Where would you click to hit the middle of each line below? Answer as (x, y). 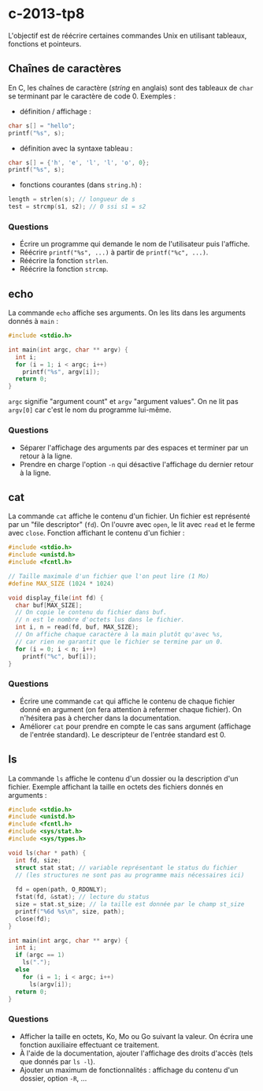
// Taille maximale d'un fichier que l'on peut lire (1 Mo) (109, 576)
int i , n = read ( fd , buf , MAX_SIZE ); (77, 627)
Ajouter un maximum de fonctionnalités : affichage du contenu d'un (129, 1070)
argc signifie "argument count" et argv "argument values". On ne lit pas (123, 402)
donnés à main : (33, 321)
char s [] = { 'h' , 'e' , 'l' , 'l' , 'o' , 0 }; (79, 162)
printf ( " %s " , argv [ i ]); (61, 372)
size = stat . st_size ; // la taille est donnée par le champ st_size (130, 904)
